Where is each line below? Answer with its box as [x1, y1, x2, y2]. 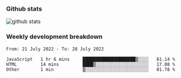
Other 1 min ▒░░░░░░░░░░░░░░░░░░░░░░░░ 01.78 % [6, 66, 176, 72]
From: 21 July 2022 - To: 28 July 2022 [6, 46, 104, 52]
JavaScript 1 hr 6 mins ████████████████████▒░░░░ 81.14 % [6, 56, 176, 62]
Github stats [6, 5, 42, 13]
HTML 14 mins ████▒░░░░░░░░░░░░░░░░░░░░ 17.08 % [6, 61, 176, 67]
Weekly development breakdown [6, 33, 103, 41]
